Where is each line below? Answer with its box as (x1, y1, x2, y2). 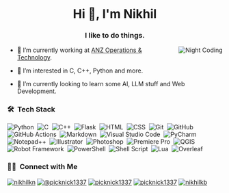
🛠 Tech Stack (7, 105, 56, 114)
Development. (16, 87, 57, 95)
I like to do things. (85, 31, 145, 40)
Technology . (16, 53, 53, 62)
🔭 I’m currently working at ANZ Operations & (16, 46, 142, 54)
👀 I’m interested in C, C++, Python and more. (16, 66, 144, 75)
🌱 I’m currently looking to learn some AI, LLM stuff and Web (16, 80, 185, 88)
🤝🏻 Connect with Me (7, 162, 78, 171)
